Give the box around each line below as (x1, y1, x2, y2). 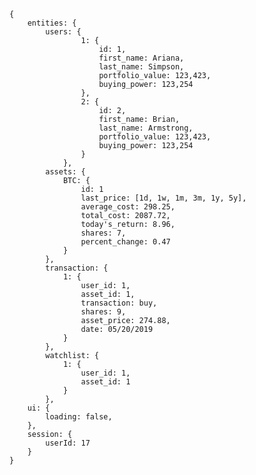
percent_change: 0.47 (80, 237, 171, 247)
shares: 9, (80, 307, 127, 317)
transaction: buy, (80, 298, 158, 308)
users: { (45, 27, 82, 37)
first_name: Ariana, (98, 53, 185, 63)
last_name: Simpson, (98, 62, 185, 72)
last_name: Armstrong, (98, 123, 194, 133)
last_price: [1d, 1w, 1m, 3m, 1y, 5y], (80, 193, 247, 203)
